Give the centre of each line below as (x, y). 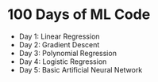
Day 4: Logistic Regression (63, 61)
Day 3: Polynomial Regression (67, 53)
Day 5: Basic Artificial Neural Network (81, 69)
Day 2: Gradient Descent (59, 44)
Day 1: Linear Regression (59, 36)
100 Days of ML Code (79, 15)
